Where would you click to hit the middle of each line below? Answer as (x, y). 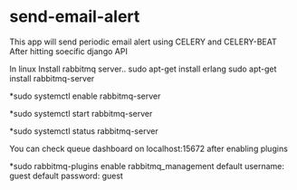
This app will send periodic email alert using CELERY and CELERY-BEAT (144, 42)
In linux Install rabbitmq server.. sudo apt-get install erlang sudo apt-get (143, 69)
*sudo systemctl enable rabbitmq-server (85, 96)
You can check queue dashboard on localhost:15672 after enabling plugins (148, 148)
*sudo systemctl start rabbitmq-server (81, 113)
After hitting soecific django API (69, 51)
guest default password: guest (67, 176)
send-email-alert (75, 17)
